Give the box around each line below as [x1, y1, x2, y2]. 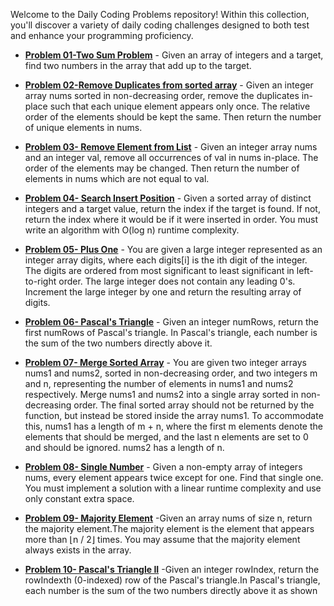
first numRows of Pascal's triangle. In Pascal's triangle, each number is [24, 327, 318, 338]
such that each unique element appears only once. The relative [49, 100, 311, 112]
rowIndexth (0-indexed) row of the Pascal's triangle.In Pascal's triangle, [24, 574, 321, 586]
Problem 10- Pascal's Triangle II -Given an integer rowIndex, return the [24, 564, 320, 575]
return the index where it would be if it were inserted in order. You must [24, 214, 318, 225]
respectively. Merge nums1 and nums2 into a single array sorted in [24, 389, 299, 400]
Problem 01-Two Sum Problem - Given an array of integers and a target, [24, 49, 324, 61]
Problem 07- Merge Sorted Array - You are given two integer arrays [24, 357, 307, 368]
